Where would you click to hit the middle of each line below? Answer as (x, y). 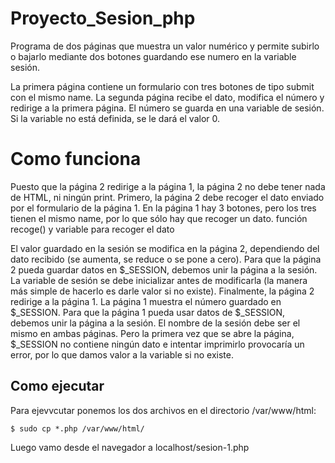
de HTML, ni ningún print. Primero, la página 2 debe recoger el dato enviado (167, 197)
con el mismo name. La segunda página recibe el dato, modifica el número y (167, 97)
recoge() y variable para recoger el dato (92, 229)
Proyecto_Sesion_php (103, 18)
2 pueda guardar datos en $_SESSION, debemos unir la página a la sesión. (164, 269)
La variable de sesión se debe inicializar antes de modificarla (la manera (159, 280)
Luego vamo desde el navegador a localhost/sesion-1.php (130, 447)
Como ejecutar (57, 386)
